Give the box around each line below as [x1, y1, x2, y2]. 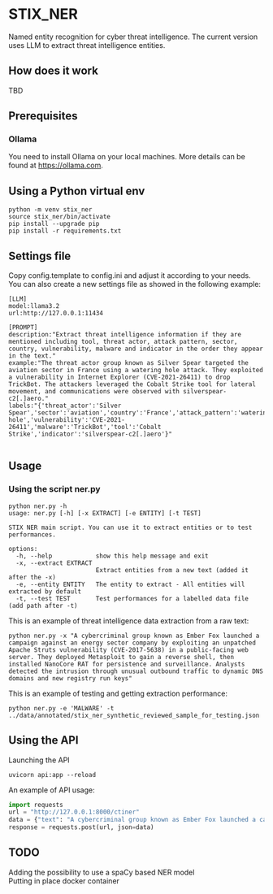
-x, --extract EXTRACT [15, 558, 93, 567]
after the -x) [8, 573, 57, 581]
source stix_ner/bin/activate [8, 213, 111, 221]
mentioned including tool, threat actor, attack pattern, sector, [8, 338, 238, 346]
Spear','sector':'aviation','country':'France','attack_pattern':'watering [8, 409, 271, 417]
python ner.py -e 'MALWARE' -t [8, 704, 115, 712]
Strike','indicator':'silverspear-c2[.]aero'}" [8, 430, 173, 439]
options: [8, 545, 38, 553]
